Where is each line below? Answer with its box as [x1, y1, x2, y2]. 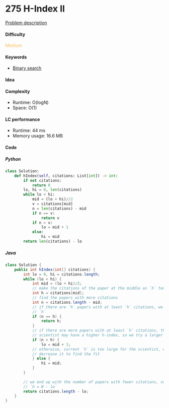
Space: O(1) [12, 105, 37, 111]
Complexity [5, 88, 30, 94]
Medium [5, 42, 23, 48]
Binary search [12, 65, 42, 71]
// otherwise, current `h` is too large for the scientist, [32, 347, 161, 352]
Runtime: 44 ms [12, 127, 46, 133]
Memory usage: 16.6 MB [12, 133, 63, 139]
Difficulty [5, 31, 26, 37]
